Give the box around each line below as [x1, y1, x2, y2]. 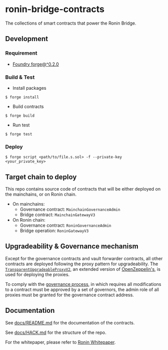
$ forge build [5, 113, 35, 118]
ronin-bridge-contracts [5, 4, 105, 15]
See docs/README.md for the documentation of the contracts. [5, 319, 135, 325]
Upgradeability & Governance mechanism [5, 242, 139, 251]
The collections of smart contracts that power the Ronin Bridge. [5, 20, 136, 26]
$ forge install [5, 94, 39, 100]
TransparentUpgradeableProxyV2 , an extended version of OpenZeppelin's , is [5, 266, 160, 272]
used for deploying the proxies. [5, 271, 70, 277]
